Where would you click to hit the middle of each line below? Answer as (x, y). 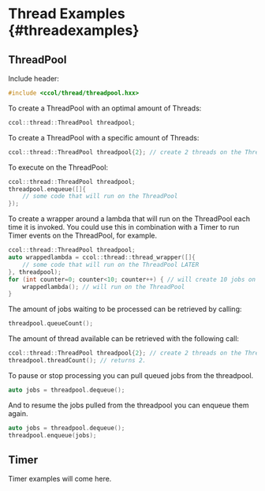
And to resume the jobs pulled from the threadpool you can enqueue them (129, 405)
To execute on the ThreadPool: (58, 167)
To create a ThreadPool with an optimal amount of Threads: (105, 108)
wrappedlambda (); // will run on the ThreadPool (104, 287)
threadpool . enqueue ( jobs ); (52, 435)
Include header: (34, 79)
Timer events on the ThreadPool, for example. (83, 236)
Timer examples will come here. (60, 479)
